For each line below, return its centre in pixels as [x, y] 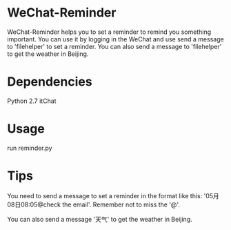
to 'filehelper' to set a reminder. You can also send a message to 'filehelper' [114, 46]
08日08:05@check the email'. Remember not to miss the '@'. [94, 204]
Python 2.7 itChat [32, 101]
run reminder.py [30, 148]
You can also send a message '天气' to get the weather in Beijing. [100, 219]
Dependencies [50, 82]
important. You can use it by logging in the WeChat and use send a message [115, 39]
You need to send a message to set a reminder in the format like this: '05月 [113, 195]
